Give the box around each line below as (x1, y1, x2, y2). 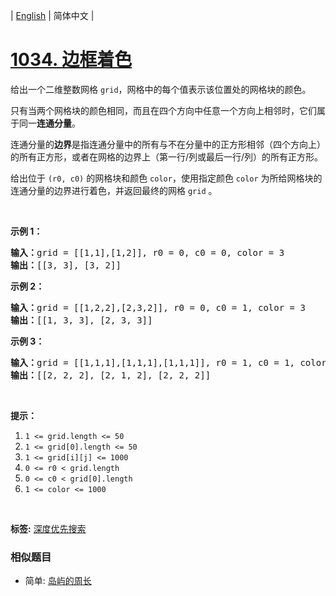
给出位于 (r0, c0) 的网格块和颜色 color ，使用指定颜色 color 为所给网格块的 (10, 172, 323, 184)
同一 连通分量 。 (18, 117, 81, 129)
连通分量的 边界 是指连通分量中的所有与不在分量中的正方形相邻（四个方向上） (10, 138, 326, 150)
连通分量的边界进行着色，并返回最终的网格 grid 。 (10, 184, 218, 196)
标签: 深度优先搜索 (10, 522, 87, 534)
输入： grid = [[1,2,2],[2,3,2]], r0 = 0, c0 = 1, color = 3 (10, 302, 306, 313)
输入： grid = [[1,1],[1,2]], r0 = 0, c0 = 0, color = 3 (10, 247, 285, 258)
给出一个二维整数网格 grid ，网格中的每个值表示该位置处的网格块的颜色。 (10, 83, 312, 95)
